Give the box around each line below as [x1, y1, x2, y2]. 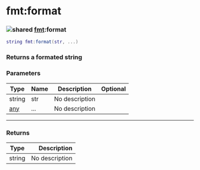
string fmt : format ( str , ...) [6, 39, 79, 45]
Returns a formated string [6, 53, 82, 61]
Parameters [6, 69, 40, 78]
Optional [101, 85, 126, 93]
